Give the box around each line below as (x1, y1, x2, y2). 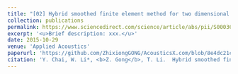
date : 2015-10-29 (7, 37, 59, 44)
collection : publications (7, 17, 84, 24)
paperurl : (7, 50, 37, 57)
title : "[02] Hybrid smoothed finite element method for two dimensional (7, 10, 230, 18)
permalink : (7, 23, 40, 30)
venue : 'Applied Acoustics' (7, 43, 91, 50)
